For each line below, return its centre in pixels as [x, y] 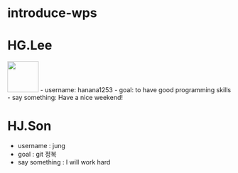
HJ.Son [29, 126]
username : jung [42, 146]
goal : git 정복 [37, 155]
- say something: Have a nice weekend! [65, 98]
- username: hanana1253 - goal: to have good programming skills [136, 90]
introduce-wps [52, 13]
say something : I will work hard [64, 162]
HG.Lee [30, 46]
